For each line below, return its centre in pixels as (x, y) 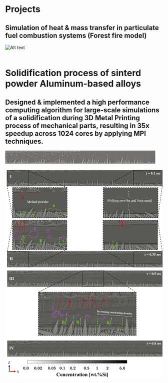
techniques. (24, 141)
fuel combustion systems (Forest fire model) (76, 35)
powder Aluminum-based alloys (73, 84)
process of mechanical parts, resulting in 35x (77, 125)
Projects (23, 9)
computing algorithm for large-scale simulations (82, 110)
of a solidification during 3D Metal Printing (72, 118)
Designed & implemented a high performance (77, 102)
